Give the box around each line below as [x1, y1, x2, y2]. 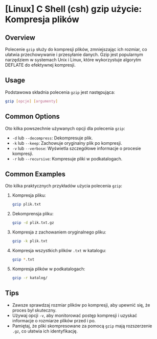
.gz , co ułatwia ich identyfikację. [12, 328, 78, 334]
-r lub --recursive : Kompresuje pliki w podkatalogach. [12, 156, 123, 161]
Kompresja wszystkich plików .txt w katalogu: [12, 247, 107, 253]
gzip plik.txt [12, 202, 41, 207]
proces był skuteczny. [12, 307, 57, 313]
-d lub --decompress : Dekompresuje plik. [12, 135, 93, 141]
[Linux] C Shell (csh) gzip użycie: [5, 3, 142, 15]
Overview [5, 33, 36, 42]
